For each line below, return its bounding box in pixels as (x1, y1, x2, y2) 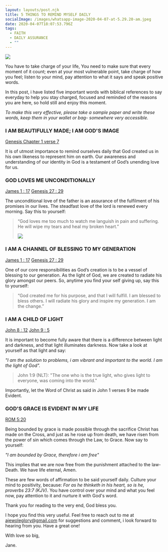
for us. (5, 164, 19, 171)
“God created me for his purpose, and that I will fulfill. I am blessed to (17, 292, 161, 299)
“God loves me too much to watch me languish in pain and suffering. (17, 218, 159, 224)
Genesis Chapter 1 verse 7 (5, 139, 59, 145)
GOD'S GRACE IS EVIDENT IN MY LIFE (5, 405, 99, 412)
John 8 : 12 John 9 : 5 (5, 327, 50, 333)
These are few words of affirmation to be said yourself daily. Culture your (5, 477, 156, 483)
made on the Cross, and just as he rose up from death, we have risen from (5, 432, 159, 438)
